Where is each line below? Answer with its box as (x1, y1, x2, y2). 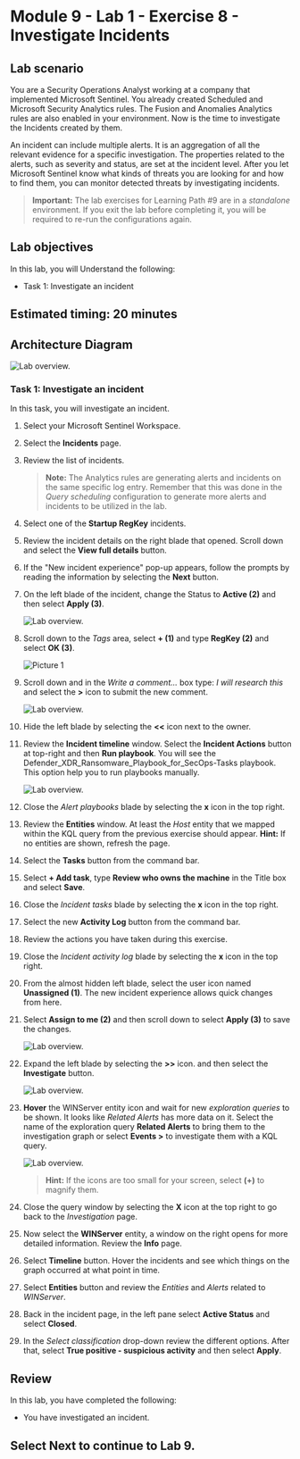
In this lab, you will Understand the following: (10, 263, 176, 274)
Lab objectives (10, 239, 94, 255)
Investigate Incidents (10, 25, 171, 46)
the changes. (22, 1024, 72, 1035)
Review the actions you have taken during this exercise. (22, 934, 229, 945)
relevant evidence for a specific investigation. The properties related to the (10, 149, 285, 160)
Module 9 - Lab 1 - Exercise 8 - (10, 6, 239, 27)
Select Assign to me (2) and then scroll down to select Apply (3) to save (22, 1014, 291, 1025)
